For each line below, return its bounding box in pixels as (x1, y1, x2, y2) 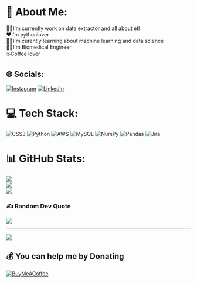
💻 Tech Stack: (6, 106, 79, 120)
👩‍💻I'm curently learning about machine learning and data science (6, 37, 164, 44)
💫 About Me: (6, 5, 68, 19)
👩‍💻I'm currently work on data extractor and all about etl (6, 25, 140, 32)
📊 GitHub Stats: (6, 152, 86, 165)
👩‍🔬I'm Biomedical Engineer (6, 44, 72, 51)
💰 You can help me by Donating (6, 251, 124, 261)
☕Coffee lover (6, 50, 40, 57)
